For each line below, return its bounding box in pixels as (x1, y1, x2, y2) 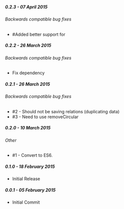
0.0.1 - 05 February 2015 (5, 187, 56, 193)
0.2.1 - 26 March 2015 (5, 81, 50, 87)
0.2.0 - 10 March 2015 (5, 125, 51, 131)
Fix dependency (12, 70, 45, 76)
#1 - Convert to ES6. (12, 152, 53, 158)
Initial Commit (12, 199, 40, 205)
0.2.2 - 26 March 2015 (5, 42, 51, 48)
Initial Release (12, 176, 41, 182)
